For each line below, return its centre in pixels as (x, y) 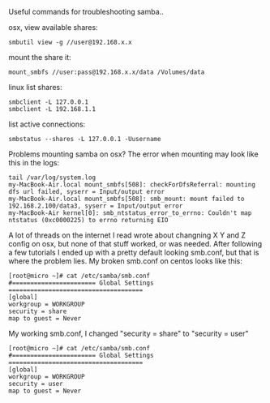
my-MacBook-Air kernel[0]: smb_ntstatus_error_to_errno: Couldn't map (130, 213)
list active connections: (47, 124)
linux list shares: (35, 87)
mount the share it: (40, 57)
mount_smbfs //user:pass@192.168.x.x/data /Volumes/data (107, 72)
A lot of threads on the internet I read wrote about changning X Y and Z (127, 235)
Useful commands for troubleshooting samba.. (86, 12)
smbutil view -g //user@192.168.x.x (70, 42)
